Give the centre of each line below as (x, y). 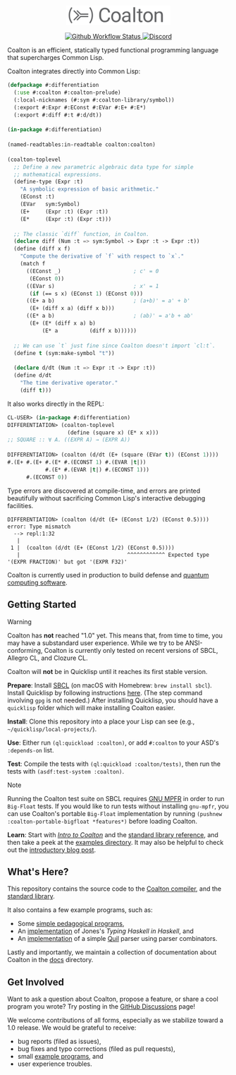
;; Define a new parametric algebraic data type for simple (104, 167)
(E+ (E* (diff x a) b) (63, 323)
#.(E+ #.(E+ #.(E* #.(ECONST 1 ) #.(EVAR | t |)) (77, 462)
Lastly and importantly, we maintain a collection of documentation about (112, 952)
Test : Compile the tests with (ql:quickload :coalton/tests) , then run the (114, 764)
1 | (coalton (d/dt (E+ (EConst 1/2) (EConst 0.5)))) (92, 548)
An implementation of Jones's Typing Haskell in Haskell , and (105, 931)
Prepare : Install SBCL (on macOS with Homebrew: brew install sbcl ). (110, 685)
